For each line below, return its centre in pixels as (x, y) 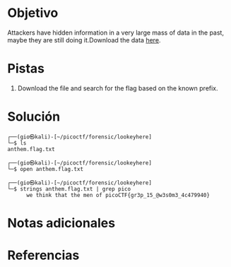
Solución (34, 117)
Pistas (26, 69)
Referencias (43, 255)
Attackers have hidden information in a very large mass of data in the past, (116, 32)
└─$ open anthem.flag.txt (45, 169)
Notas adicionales (61, 223)
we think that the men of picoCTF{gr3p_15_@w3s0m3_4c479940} (118, 195)
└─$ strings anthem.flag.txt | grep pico (69, 189)
